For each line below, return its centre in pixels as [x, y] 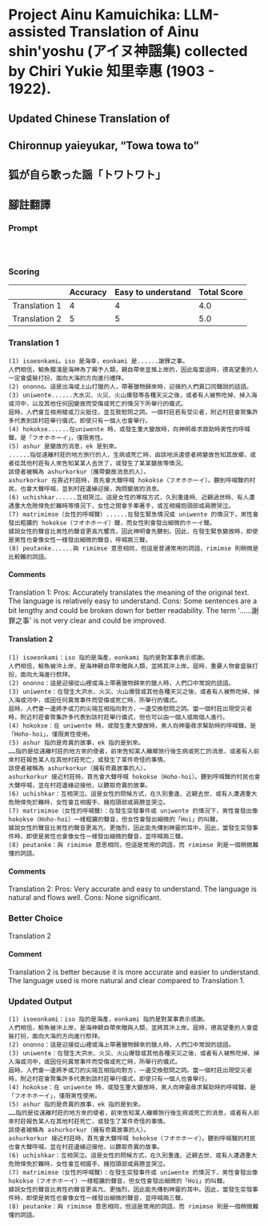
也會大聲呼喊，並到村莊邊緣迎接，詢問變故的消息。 [92, 489]
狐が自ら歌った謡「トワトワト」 [87, 175]
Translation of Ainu [134, 32]
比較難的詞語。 [29, 557]
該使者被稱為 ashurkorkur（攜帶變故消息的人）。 [79, 472]
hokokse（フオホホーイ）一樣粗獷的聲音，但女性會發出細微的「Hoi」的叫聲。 [119, 1181]
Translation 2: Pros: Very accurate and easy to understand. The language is [133, 889]
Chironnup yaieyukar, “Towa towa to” [104, 145]
